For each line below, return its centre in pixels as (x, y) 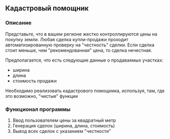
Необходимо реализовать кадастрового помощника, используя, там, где (85, 91)
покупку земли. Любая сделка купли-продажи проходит (67, 39)
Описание (19, 23)
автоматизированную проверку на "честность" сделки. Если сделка (80, 45)
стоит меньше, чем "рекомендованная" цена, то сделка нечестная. (79, 50)
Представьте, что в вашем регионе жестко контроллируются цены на (81, 34)
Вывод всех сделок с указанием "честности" (62, 131)
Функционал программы (38, 109)
